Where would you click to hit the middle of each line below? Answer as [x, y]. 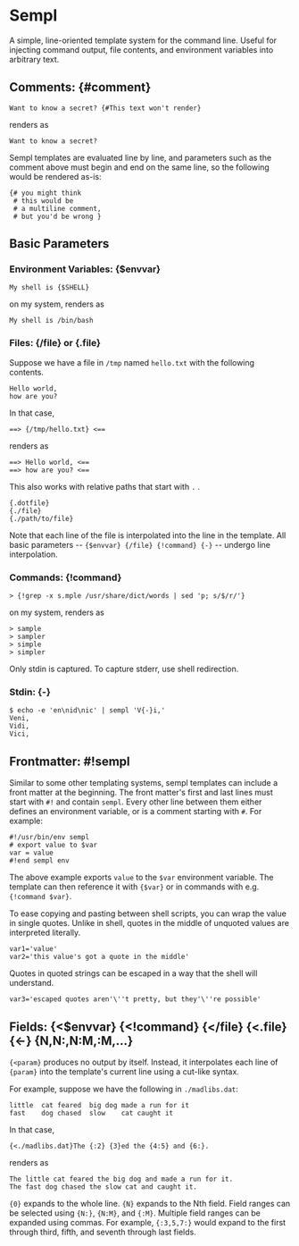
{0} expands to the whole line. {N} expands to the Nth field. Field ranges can [150, 1203]
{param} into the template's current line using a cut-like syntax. [124, 1071]
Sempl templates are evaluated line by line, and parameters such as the [141, 157]
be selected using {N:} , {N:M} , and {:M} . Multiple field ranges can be [135, 1213]
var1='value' [33, 949]
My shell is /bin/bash [51, 321]
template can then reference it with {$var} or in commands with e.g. [134, 887]
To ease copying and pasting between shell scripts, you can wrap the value [148, 913]
